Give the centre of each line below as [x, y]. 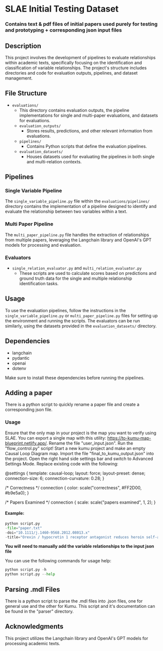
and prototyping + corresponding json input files [64, 30]
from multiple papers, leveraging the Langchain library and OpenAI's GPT [78, 240]
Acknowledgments [34, 627]
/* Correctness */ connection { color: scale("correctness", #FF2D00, [73, 488]
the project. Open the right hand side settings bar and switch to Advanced [79, 459]
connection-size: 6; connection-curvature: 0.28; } [55, 478]
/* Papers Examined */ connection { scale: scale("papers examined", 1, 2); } [81, 502]
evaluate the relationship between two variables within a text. [66, 211]
